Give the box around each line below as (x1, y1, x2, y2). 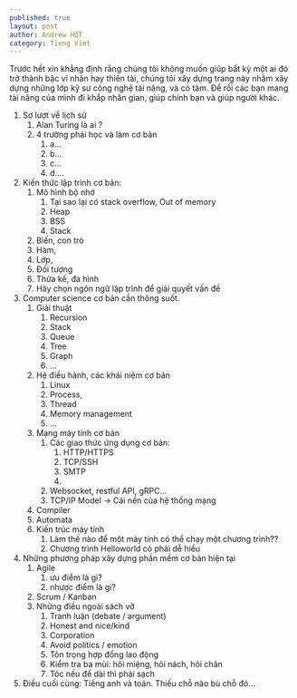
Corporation (49, 630, 95, 641)
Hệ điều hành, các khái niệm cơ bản (35, 370, 170, 381)
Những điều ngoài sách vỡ (35, 601, 135, 612)
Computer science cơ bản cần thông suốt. (22, 293, 180, 304)
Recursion (49, 312, 88, 323)
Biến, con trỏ (35, 235, 84, 246)
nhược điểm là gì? (49, 582, 116, 593)
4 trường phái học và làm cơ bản (35, 129, 158, 141)
